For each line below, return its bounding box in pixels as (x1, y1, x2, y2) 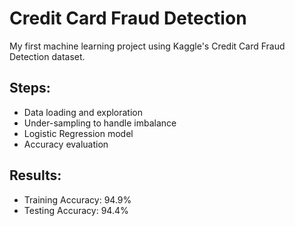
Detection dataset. (9, 50, 86, 62)
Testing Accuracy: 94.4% (23, 204, 129, 216)
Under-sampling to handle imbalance (23, 117, 177, 129)
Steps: (9, 80, 51, 97)
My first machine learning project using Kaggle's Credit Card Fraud (9, 40, 286, 52)
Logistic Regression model (23, 127, 134, 139)
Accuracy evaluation (23, 138, 109, 150)
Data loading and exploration (23, 106, 144, 118)
